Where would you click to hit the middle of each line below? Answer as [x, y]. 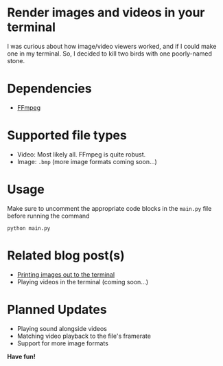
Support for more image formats [62, 343]
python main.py [29, 228]
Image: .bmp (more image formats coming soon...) [87, 161]
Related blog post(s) [66, 255]
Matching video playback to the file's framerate [84, 336]
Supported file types [67, 136]
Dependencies [49, 89]
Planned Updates [57, 309]
